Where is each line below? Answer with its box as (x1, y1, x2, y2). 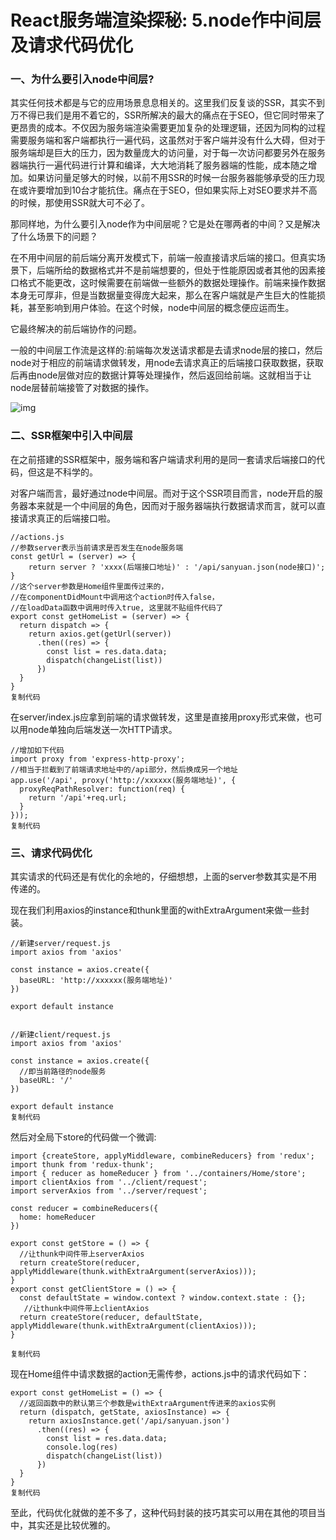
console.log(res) (46, 1442, 118, 1453)
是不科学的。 (44, 466, 98, 478)
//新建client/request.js (10, 1030, 111, 1040)
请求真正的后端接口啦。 (18, 512, 116, 524)
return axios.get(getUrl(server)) (28, 629, 172, 639)
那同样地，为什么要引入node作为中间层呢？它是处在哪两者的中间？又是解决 (10, 218, 321, 230)
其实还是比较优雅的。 (27, 1519, 116, 1531)
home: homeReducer (19, 1212, 97, 1223)
